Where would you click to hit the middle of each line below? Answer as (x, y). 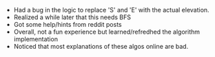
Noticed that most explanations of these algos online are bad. (101, 46)
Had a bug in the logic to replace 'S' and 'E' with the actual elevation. (111, 10)
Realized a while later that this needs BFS (72, 17)
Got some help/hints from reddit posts (68, 24)
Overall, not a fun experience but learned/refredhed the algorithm (107, 32)
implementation (36, 39)
